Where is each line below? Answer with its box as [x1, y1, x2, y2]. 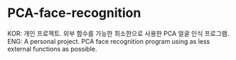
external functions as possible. [7, 44, 97, 53]
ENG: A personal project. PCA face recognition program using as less [7, 37, 210, 45]
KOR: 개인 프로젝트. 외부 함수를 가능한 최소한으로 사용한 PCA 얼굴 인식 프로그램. [7, 29, 230, 37]
